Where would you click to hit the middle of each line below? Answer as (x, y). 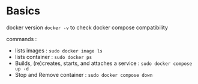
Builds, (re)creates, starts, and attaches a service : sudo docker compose (103, 63)
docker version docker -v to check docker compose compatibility (87, 27)
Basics (23, 11)
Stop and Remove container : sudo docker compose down (84, 74)
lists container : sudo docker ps (53, 57)
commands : (22, 39)
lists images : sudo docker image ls (59, 50)
